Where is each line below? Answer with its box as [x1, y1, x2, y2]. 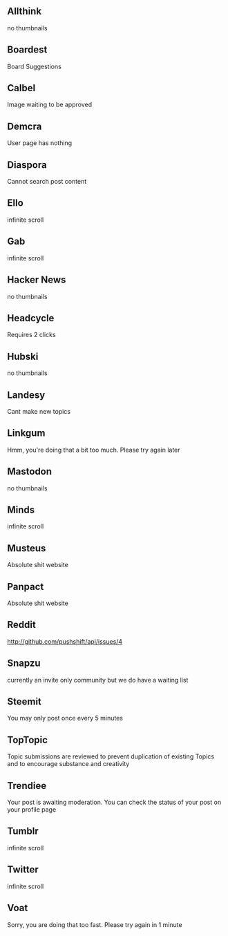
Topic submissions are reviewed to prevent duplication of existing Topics [7, 752, 215, 761]
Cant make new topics [7, 407, 71, 415]
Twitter [7, 863, 39, 876]
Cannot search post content [7, 178, 87, 186]
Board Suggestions [7, 62, 62, 70]
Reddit [7, 619, 36, 631]
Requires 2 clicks [7, 331, 57, 339]
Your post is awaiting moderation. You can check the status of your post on [7, 798, 222, 807]
